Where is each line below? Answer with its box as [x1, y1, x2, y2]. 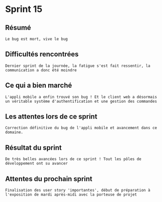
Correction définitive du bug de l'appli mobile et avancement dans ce [5, 126, 157, 131]
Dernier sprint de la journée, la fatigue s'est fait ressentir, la [5, 63, 151, 68]
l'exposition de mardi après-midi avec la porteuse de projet [5, 192, 137, 198]
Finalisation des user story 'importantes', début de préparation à [5, 188, 151, 193]
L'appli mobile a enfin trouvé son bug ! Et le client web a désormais [5, 94, 157, 99]
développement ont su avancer [5, 161, 68, 166]
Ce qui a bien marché [5, 81, 72, 90]
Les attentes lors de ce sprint [5, 112, 98, 121]
